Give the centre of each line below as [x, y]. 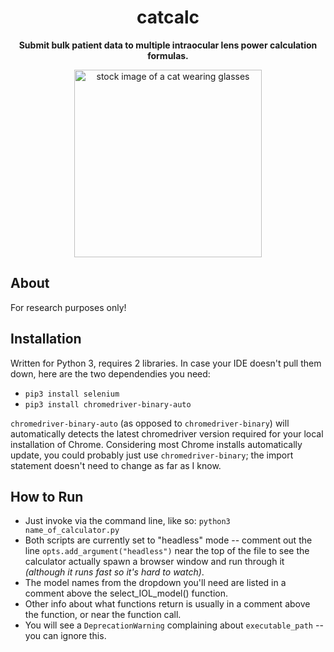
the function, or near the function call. [103, 615]
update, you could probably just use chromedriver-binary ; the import [152, 455]
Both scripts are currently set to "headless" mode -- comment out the [168, 540]
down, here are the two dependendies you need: [110, 373]
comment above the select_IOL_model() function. [126, 593]
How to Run [47, 496]
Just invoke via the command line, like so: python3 [127, 521]
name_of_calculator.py [72, 531]
